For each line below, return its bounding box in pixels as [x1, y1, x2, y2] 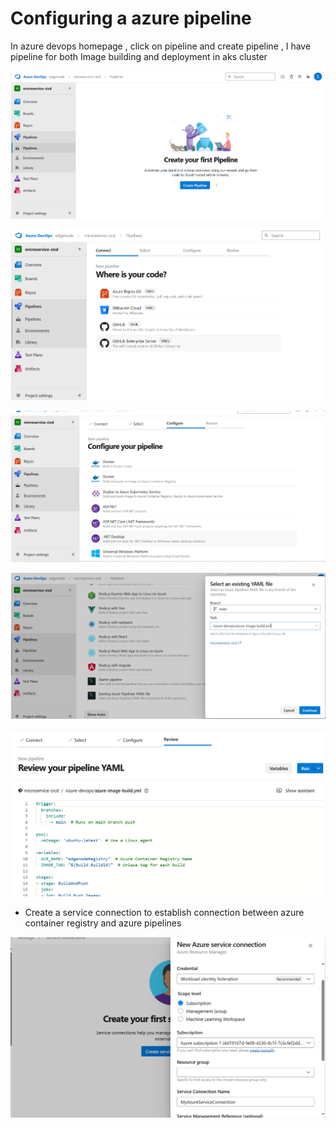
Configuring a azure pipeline [10, 7, 252, 30]
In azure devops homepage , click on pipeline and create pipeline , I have [10, 40, 312, 52]
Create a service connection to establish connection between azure [24, 906, 305, 918]
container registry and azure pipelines [24, 917, 182, 929]
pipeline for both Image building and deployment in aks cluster [10, 50, 268, 62]
